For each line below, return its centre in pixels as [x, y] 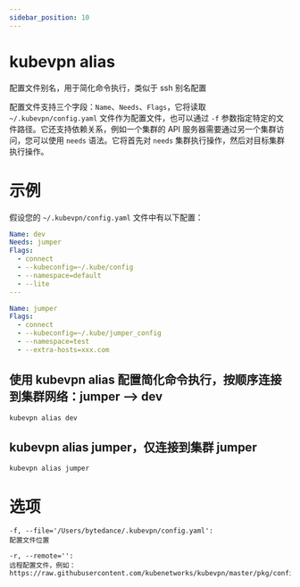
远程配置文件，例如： [42, 566]
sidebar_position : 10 [50, 17]
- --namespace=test [54, 341]
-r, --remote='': [42, 556]
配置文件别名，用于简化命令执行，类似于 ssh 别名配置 [108, 88]
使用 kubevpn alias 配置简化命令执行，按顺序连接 [146, 380]
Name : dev [28, 234]
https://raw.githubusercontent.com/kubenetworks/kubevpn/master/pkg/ [142, 574]
